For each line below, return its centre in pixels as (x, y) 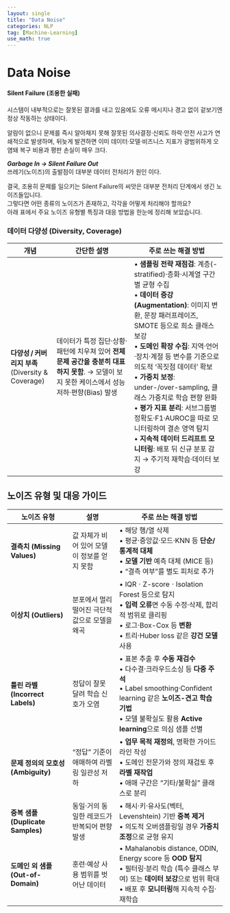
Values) (23, 555)
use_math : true (29, 39)
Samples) (26, 830)
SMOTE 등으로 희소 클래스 (174, 325)
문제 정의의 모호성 (38, 763)
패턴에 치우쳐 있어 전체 (91, 351)
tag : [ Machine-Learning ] (42, 33)
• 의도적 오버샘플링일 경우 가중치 (169, 826)
